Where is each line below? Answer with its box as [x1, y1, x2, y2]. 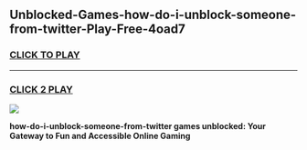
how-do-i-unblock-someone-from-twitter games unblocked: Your [9, 120, 267, 131]
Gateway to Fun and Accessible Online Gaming [9, 130, 191, 141]
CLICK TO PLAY [9, 49, 80, 62]
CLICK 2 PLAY [9, 83, 73, 95]
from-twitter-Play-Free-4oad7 [9, 22, 185, 37]
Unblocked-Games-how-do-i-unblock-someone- [9, 7, 297, 23]
